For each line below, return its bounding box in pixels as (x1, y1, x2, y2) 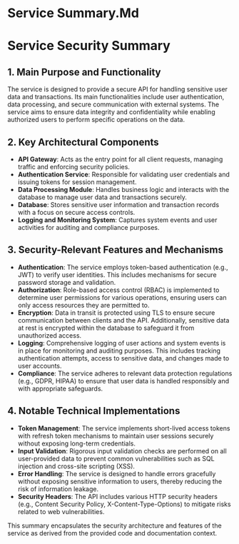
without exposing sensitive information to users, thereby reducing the (17, 477, 223, 485)
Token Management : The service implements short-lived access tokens (17, 423, 230, 433)
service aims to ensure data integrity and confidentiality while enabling (7, 108, 215, 116)
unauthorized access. (17, 331, 82, 340)
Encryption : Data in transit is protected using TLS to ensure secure (17, 308, 215, 317)
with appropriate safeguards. (17, 384, 103, 393)
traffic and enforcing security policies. (17, 163, 131, 171)
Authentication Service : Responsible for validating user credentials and (17, 170, 230, 178)
